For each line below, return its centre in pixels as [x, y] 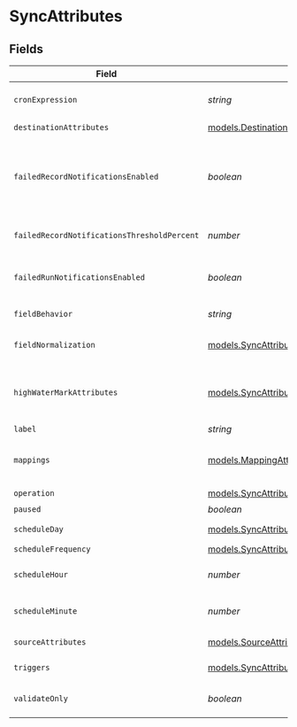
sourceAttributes [50, 642]
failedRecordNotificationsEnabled [86, 177]
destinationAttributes [61, 127]
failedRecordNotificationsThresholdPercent [107, 235]
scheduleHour [41, 574]
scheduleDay [39, 529]
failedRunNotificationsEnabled [80, 278]
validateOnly [41, 698]
